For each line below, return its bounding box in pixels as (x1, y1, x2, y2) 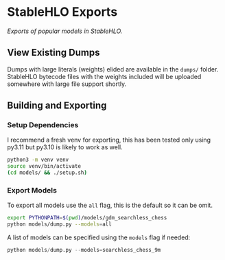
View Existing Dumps (7, 47, 100, 58)
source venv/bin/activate (7, 163, 81, 170)
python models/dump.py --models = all (7, 221, 112, 228)
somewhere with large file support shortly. (7, 80, 127, 88)
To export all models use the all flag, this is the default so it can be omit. (7, 201, 213, 210)
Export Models (7, 185, 57, 195)
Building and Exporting (7, 100, 107, 111)
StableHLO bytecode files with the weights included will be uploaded (7, 72, 202, 80)
